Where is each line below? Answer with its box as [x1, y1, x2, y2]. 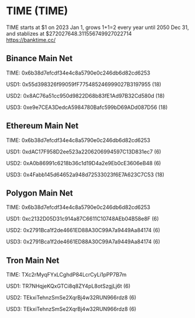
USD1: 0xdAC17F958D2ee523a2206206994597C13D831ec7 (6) [6, 148, 161, 155]
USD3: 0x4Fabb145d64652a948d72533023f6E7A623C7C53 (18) [6, 171, 164, 178]
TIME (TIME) [6, 4, 69, 18]
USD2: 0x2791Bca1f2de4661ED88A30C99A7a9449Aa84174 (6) [6, 227, 161, 234]
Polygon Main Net [6, 188, 73, 198]
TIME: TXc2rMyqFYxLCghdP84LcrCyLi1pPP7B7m [6, 271, 127, 278]
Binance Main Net [6, 53, 73, 63]
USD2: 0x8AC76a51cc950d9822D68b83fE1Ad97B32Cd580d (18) [6, 92, 165, 99]
